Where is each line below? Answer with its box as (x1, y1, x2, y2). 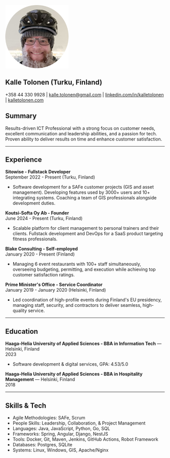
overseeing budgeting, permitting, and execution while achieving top (12, 266, 156, 272)
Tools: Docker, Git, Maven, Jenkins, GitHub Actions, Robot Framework (12, 436, 158, 442)
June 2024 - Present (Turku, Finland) (5, 216, 83, 222)
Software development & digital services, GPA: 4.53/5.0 (12, 361, 129, 367)
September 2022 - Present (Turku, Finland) (5, 174, 95, 180)
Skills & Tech (5, 401, 47, 410)
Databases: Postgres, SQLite (12, 442, 72, 448)
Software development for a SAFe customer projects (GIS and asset (12, 184, 154, 190)
